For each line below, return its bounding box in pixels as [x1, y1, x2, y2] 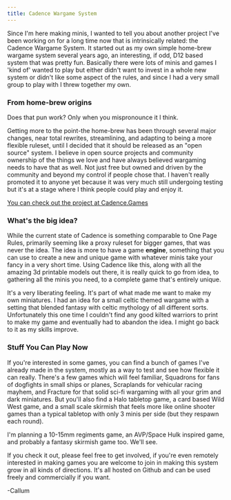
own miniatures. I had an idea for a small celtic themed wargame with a [7, 296, 209, 304]
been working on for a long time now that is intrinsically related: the [7, 36, 199, 45]
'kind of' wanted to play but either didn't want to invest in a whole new [7, 66, 207, 74]
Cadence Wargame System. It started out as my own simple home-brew [7, 43, 212, 52]
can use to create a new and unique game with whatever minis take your [7, 253, 213, 262]
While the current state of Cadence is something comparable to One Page [7, 232, 217, 240]
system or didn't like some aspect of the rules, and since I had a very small [7, 73, 219, 81]
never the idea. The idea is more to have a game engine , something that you [7, 246, 224, 254]
